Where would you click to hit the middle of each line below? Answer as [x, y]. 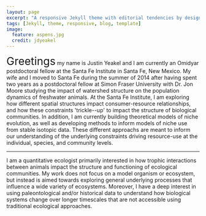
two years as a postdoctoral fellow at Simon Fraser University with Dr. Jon [100, 84]
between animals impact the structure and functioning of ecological [92, 167]
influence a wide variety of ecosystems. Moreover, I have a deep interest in [101, 187]
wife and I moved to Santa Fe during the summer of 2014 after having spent [102, 78]
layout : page [23, 12]
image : [15, 29]
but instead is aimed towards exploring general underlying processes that [99, 180]
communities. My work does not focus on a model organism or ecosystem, [101, 173]
